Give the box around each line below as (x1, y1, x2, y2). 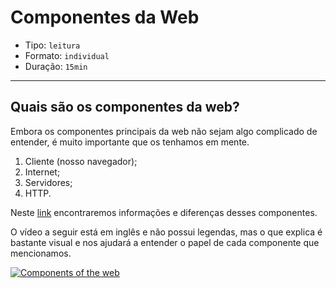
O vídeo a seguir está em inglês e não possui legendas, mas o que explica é (10, 226, 323, 238)
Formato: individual (24, 49, 110, 61)
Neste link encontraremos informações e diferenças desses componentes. (10, 206, 318, 218)
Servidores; (24, 176, 73, 188)
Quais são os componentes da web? (10, 99, 240, 116)
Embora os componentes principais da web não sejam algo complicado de (10, 125, 318, 137)
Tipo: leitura (24, 39, 81, 51)
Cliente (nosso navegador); (24, 155, 138, 167)
